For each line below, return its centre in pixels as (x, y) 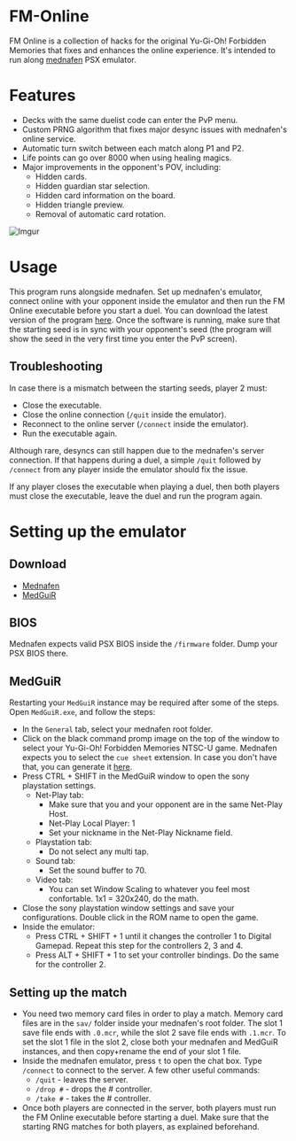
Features (43, 96)
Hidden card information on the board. (105, 195)
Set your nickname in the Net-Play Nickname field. (140, 833)
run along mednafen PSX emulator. (73, 59)
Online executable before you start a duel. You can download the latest (139, 310)
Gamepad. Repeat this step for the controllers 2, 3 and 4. (139, 946)
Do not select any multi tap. (98, 851)
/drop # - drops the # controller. (93, 1089)
